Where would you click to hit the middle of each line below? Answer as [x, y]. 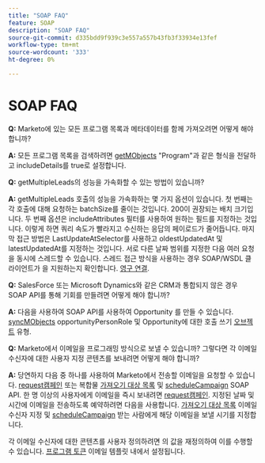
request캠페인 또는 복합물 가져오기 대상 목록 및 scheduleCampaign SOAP [134, 385]
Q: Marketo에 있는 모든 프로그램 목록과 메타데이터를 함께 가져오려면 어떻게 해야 [131, 128]
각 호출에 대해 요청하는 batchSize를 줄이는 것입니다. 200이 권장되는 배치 [121, 209]
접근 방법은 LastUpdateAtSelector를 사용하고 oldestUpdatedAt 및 [119, 238]
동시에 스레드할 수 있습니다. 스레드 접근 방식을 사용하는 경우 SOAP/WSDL [130, 258]
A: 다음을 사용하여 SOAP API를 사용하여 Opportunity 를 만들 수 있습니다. [121, 311]
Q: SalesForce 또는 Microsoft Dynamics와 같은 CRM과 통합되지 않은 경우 [123, 285]
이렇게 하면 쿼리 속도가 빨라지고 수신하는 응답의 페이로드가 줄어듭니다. [132, 228]
